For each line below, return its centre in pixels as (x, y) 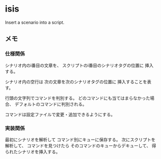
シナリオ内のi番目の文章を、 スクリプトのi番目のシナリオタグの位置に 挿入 (79, 65)
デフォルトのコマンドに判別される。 (51, 104)
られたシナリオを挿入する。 (33, 152)
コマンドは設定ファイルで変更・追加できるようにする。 (60, 114)
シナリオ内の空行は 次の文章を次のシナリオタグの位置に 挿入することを (76, 81)
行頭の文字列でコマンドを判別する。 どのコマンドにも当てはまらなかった (78, 98)
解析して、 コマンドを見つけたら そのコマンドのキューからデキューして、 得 (80, 145)
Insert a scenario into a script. (35, 22)
